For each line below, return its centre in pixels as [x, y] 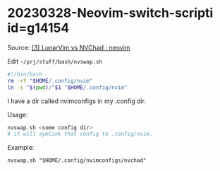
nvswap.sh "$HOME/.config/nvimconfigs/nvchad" [77, 160]
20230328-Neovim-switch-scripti [110, 13]
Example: [21, 148]
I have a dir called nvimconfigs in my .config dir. [77, 101]
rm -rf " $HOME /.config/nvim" [50, 81]
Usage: [18, 114]
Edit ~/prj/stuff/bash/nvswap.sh [55, 61]
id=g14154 [38, 28]
